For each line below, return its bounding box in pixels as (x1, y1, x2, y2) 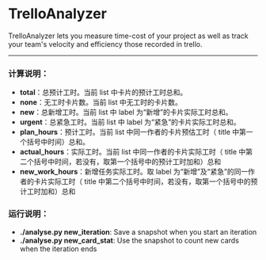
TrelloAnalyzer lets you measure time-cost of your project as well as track (8, 31, 249, 40)
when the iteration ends (19, 243, 97, 254)
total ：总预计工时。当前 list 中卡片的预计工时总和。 (19, 88, 188, 97)
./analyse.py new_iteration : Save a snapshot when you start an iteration (19, 227, 257, 236)
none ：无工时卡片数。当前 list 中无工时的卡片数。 (19, 97, 182, 107)
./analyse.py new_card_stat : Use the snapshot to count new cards (19, 235, 240, 245)
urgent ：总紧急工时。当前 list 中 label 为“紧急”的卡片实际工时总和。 (19, 117, 241, 127)
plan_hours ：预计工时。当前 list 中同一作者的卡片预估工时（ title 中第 (19, 128, 247, 137)
